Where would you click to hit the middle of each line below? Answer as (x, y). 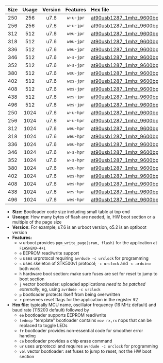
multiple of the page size (37, 222)
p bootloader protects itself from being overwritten (70, 294)
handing (27, 336)
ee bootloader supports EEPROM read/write (63, 315)
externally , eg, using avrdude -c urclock (60, 289)
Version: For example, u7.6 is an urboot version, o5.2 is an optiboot (79, 227)
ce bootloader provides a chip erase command (66, 341)
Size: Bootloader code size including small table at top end (71, 212)
